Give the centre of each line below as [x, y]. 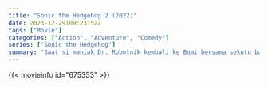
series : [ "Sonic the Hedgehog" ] [62, 45]
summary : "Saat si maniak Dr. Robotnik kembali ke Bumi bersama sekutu [130, 52]
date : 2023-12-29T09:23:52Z [55, 23]
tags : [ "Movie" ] [35, 30]
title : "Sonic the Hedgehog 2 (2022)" [73, 15]
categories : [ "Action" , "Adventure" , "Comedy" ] [89, 38]
